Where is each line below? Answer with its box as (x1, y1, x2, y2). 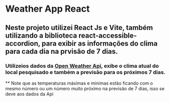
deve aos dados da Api (5, 91, 54, 97)
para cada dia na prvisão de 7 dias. (5, 47, 118, 56)
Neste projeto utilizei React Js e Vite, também (5, 23, 153, 32)
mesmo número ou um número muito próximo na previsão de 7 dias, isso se (5, 85, 165, 91)
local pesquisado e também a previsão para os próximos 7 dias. (5, 69, 166, 76)
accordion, (5, 39, 41, 48)
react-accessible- (78, 31, 137, 40)
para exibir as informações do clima (41, 39, 158, 48)
